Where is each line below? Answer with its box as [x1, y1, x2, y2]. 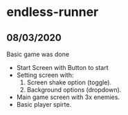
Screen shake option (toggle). [26, 78, 112, 87]
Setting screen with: [16, 71, 74, 79]
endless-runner [6, 4, 99, 20]
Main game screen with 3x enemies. [16, 93, 120, 101]
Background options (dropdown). [26, 86, 122, 94]
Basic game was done [6, 50, 70, 58]
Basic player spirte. [16, 100, 72, 108]
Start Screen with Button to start [16, 64, 109, 71]
